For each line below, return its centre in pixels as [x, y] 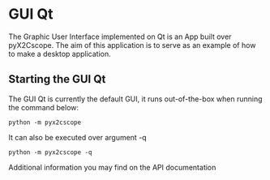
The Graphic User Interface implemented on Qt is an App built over [120, 36]
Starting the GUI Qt [57, 79]
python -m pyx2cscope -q [50, 152]
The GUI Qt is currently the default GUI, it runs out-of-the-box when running [135, 99]
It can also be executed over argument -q [78, 137]
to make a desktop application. [60, 54]
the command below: [44, 107]
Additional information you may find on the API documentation [112, 167]
